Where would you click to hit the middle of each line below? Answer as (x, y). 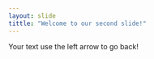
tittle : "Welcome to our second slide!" (78, 23)
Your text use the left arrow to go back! (74, 46)
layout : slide (32, 16)
